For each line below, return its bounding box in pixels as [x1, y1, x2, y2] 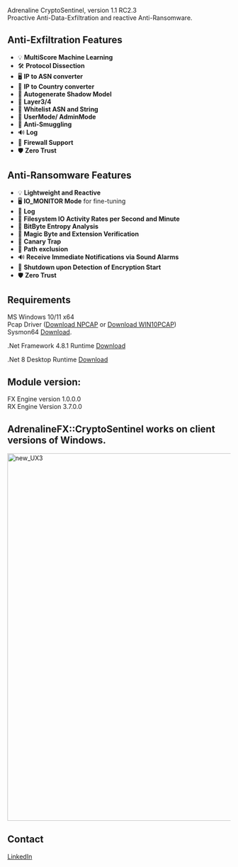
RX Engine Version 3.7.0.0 [7, 403, 83, 411]
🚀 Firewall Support [17, 138, 74, 146]
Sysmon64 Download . [7, 328, 72, 337]
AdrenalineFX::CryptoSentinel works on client [7, 422, 215, 435]
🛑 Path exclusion [17, 244, 69, 253]
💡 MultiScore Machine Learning [17, 53, 113, 61]
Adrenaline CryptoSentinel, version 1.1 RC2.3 [7, 6, 137, 14]
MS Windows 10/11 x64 [7, 312, 74, 322]
